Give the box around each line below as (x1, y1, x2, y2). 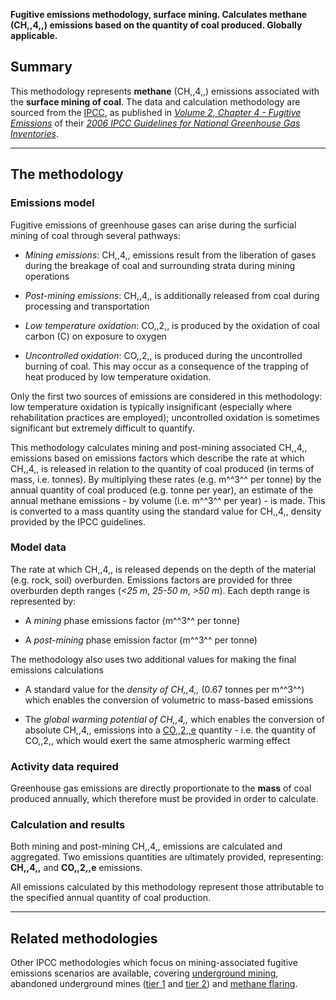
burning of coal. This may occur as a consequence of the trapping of (24, 360, 310, 372)
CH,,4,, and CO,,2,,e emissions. (10, 862, 143, 874)
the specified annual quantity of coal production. (10, 892, 211, 904)
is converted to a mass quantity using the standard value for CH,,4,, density (10, 505, 322, 517)
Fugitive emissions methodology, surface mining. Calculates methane (10, 9, 308, 20)
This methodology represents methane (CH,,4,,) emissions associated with (10, 85, 320, 97)
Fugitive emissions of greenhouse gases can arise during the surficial (10, 219, 297, 231)
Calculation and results (10, 818, 126, 832)
